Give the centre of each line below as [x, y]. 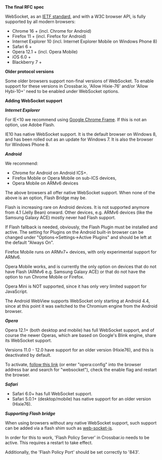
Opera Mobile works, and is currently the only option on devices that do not [81, 267]
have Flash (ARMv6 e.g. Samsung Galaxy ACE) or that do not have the [75, 272]
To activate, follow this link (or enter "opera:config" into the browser [73, 364]
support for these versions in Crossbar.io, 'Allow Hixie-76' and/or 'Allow [77, 86]
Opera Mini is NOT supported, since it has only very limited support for [76, 286]
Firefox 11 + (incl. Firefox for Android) [49, 36]
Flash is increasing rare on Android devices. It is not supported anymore [77, 207]
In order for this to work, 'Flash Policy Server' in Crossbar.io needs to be [77, 437]
